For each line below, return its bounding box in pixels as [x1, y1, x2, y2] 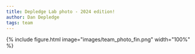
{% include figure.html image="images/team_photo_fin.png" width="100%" [6, 36, 191, 43]
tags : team [6, 20, 33, 26]
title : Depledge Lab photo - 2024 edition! [6, 8, 116, 15]
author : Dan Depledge [6, 14, 60, 20]
